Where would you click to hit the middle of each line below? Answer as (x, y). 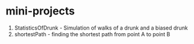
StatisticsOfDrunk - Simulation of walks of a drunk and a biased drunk (101, 28)
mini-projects (40, 11)
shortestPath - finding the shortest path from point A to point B (92, 34)
